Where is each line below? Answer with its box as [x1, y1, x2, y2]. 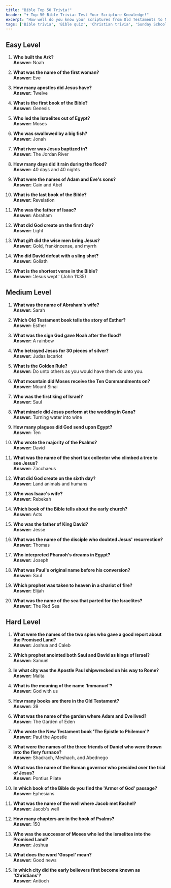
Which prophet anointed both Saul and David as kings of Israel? [13, 652, 150, 658]
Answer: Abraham [13, 212, 52, 219]
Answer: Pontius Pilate [13, 775, 61, 781]
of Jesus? [13, 770, 35, 776]
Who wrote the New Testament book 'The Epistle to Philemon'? [13, 728, 149, 734]
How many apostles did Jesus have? [13, 85, 92, 91]
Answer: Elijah [13, 587, 44, 594]
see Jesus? [13, 460, 38, 466]
